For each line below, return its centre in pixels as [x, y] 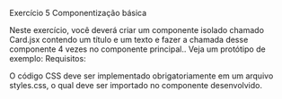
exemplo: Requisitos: [48, 58]
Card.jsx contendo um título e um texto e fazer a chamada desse [129, 40]
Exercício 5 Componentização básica [78, 13]
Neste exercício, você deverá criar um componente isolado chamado [137, 30]
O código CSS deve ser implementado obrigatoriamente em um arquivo [141, 76]
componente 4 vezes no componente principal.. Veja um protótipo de [138, 49]
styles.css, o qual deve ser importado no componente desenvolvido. [136, 85]
